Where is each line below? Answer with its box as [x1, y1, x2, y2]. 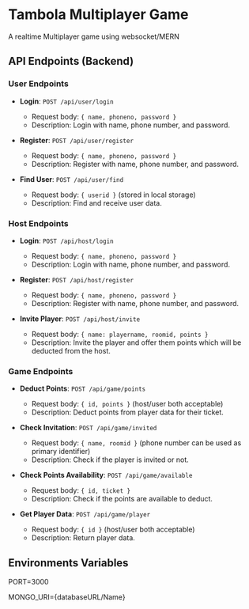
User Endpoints [8, 78, 69, 89]
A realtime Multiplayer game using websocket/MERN [8, 32, 179, 41]
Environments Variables [8, 556, 129, 569]
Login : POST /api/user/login [19, 96, 114, 106]
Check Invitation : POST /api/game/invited [19, 423, 157, 433]
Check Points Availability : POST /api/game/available [19, 471, 193, 480]
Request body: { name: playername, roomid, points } [31, 329, 209, 339]
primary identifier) [31, 447, 91, 456]
